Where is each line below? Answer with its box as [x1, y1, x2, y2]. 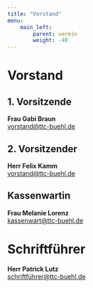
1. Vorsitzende [7, 95, 72, 107]
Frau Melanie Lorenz [7, 208, 70, 217]
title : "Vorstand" [7, 10, 62, 18]
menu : [7, 17, 23, 24]
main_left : [20, 23, 53, 31]
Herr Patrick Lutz [7, 265, 59, 273]
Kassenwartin [7, 190, 71, 202]
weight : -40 [33, 37, 69, 44]
